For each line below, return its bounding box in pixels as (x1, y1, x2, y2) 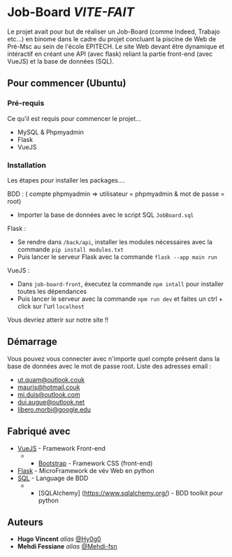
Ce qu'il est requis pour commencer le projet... (7, 114, 141, 122)
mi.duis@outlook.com (17, 390, 80, 399)
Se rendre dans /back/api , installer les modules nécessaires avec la (17, 237, 213, 246)
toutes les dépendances (17, 287, 87, 295)
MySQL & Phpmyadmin (17, 127, 84, 136)
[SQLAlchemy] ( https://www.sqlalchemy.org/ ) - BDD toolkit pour (38, 488, 224, 497)
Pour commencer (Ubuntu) (7, 78, 126, 90)
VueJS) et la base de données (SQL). (7, 57, 114, 65)
